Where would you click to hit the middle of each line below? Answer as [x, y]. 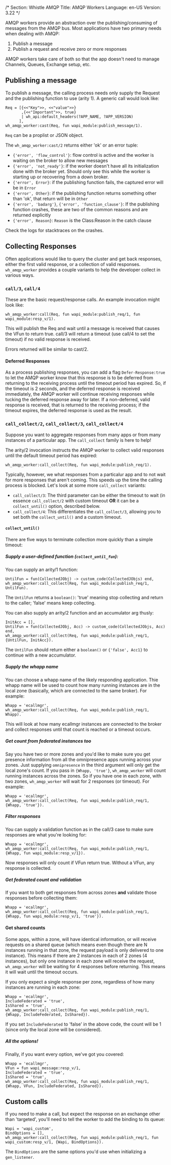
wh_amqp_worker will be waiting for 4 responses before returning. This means [86, 966]
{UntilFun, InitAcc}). [29, 640]
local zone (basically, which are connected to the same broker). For [76, 690]
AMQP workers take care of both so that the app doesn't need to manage [82, 59]
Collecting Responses [41, 246]
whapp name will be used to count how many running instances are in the [83, 685]
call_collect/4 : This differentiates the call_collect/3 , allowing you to [87, 512]
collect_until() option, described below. [56, 506]
